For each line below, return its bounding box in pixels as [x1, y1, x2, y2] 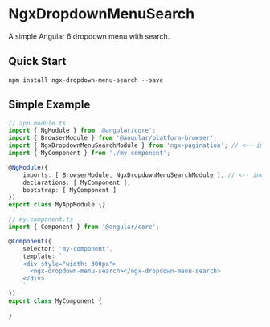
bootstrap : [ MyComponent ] [22, 186, 117, 194]
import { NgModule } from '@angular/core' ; [8, 126, 157, 135]
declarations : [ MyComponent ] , [22, 178, 131, 186]
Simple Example [8, 98, 91, 112]
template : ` [22, 252, 63, 260]
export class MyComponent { [8, 296, 103, 305]
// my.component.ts [8, 215, 74, 223]
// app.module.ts [8, 119, 67, 127]
